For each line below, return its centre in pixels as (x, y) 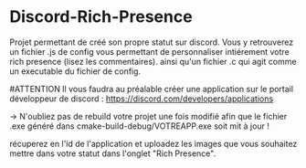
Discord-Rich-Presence (101, 17)
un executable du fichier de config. (75, 71)
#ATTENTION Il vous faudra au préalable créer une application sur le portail (152, 89)
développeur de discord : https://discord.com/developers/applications (142, 99)
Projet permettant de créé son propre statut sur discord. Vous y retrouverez (152, 42)
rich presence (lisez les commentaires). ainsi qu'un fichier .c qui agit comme (153, 61)
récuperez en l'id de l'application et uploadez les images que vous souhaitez (153, 143)
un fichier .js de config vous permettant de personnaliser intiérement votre (149, 51)
